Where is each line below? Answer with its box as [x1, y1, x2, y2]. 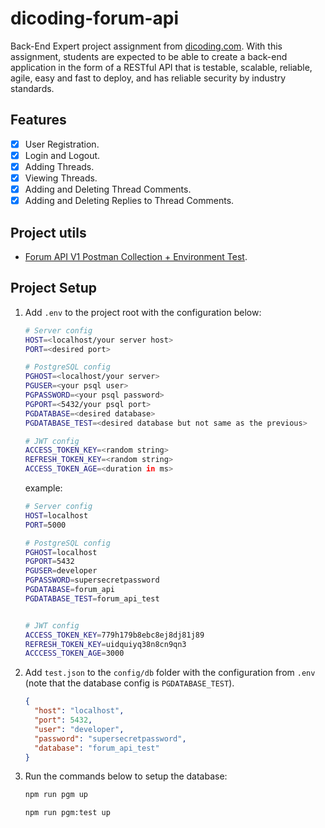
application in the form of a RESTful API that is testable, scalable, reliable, [10, 61, 313, 73]
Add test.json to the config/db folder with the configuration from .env [24, 667, 316, 679]
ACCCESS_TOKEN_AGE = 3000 [24, 648, 125, 659]
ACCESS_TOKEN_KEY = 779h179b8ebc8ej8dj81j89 [24, 630, 205, 640]
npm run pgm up [24, 790, 89, 800]
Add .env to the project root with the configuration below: [24, 306, 262, 318]
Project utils [10, 224, 87, 241]
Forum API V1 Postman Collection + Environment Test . [24, 250, 248, 262]
